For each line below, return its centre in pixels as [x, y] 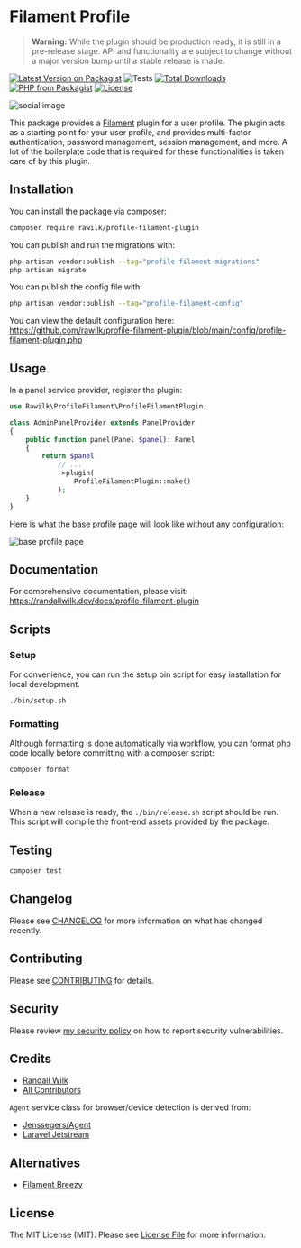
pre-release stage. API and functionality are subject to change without [162, 50]
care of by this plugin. [50, 161]
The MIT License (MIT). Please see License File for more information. [137, 1234]
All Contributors [51, 1090]
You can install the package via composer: [88, 211]
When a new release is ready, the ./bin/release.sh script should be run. [144, 812]
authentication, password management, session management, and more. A [149, 142]
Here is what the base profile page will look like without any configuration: [147, 524]
